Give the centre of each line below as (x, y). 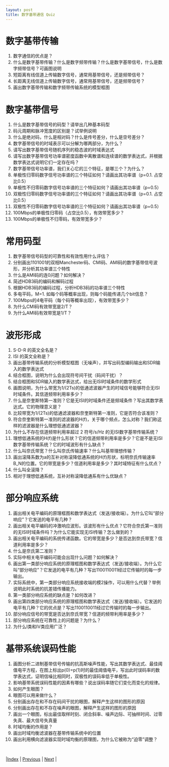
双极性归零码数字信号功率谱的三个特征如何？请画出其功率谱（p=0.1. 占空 (88, 194)
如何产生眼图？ (28, 689)
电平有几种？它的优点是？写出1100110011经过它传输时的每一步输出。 (83, 608)
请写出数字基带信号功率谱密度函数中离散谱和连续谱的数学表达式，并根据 (88, 156)
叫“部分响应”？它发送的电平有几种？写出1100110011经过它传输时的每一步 (87, 570)
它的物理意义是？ (44, 407)
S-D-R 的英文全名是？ (35, 350)
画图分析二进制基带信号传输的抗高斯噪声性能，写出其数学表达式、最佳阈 (88, 664)
